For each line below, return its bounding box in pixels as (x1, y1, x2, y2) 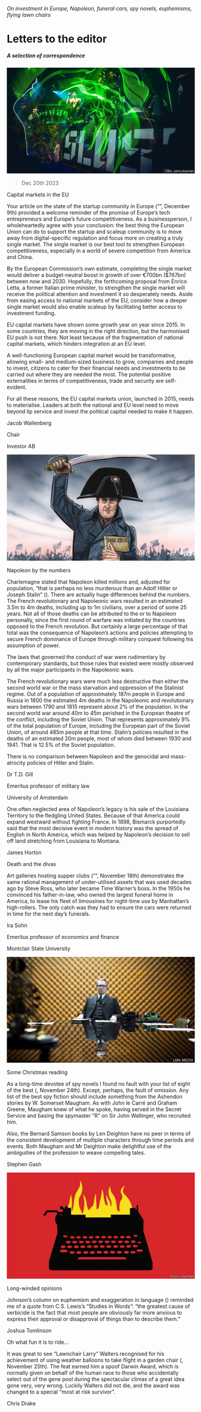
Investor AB (7, 443, 35, 450)
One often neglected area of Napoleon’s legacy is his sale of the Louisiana (7, 805, 189, 813)
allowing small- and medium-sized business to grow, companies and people (7, 358, 194, 365)
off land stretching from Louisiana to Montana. (7, 837, 121, 844)
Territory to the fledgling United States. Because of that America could (7, 812, 180, 819)
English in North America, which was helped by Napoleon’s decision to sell (7, 831, 190, 838)
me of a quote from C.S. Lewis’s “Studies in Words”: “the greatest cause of (7, 1303, 190, 1310)
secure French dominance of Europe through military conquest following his (7, 635, 193, 642)
